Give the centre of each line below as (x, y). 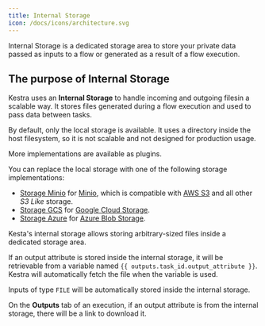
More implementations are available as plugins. (85, 154)
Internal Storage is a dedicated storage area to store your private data (122, 45)
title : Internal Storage (49, 15)
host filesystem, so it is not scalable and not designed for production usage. (132, 139)
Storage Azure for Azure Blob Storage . (83, 218)
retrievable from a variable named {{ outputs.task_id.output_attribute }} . (133, 266)
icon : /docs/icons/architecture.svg (69, 23)
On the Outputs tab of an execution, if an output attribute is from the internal (133, 305)
